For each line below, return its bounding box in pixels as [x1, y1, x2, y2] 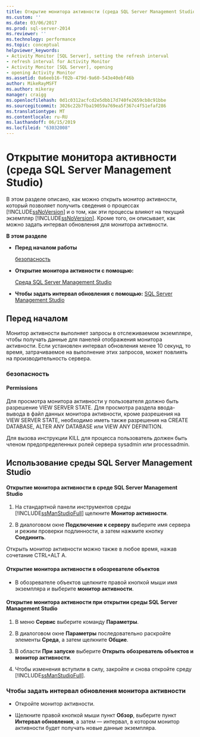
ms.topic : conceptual [6, 42, 60, 48]
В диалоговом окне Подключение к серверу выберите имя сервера [14, 521, 190, 529]
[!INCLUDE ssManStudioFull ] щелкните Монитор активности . [14, 510, 168, 517]
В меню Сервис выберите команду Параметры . [14, 618, 139, 625]
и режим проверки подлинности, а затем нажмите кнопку [14, 527, 164, 535]
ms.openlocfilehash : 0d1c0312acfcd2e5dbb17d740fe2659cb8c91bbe [6, 97, 167, 103]
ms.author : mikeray [6, 86, 55, 92]
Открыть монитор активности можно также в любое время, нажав [6, 545, 177, 552]
